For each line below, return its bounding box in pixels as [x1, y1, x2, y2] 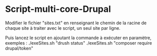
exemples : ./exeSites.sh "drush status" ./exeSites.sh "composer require [5, 40, 152, 46]
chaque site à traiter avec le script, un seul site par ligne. [5, 25, 120, 31]
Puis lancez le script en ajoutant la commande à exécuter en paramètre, [5, 35, 152, 41]
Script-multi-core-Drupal [5, 3, 111, 15]
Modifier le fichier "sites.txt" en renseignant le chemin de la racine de [5, 20, 147, 26]
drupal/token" [5, 45, 34, 51]
